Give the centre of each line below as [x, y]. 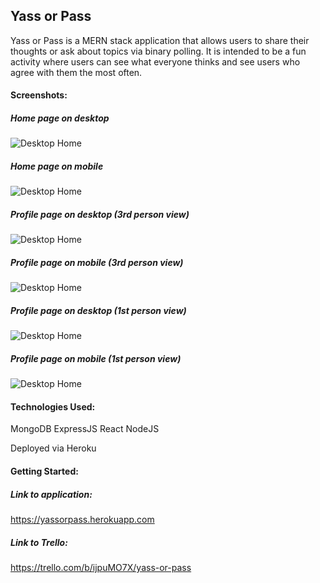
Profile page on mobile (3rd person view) [97, 262]
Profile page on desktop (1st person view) [98, 310]
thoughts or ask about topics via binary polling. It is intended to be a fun [158, 51]
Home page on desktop [60, 118]
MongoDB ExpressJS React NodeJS [85, 429]
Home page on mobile [57, 166]
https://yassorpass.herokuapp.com [82, 519]
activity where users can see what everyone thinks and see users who [155, 61]
